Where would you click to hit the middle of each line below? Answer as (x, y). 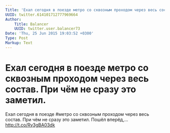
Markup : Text (19, 43)
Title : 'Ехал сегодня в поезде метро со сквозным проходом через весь (81, 10)
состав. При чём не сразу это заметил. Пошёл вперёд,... (67, 119)
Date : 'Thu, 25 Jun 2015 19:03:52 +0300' (50, 33)
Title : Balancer (32, 24)
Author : (13, 19)
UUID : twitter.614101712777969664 (42, 15)
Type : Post (17, 38)
